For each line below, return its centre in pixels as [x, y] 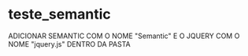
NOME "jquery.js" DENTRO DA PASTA [70, 44]
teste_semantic [60, 14]
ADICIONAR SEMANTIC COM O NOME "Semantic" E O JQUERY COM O [124, 36]
